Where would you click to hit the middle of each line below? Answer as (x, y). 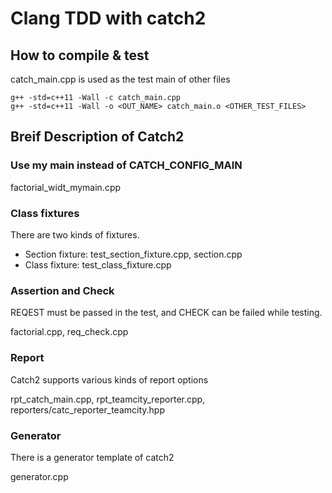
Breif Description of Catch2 (97, 137)
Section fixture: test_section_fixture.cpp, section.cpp (133, 254)
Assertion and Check (62, 290)
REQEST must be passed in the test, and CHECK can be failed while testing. (166, 313)
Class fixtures (45, 213)
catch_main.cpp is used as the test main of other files (120, 79)
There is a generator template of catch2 (92, 457)
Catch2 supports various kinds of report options (109, 379)
